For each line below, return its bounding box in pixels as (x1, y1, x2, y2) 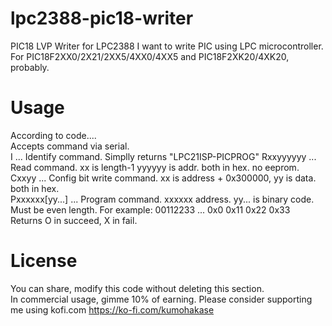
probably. (10, 61, 50, 73)
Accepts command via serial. (10, 140, 130, 152)
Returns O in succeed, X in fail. (10, 214, 138, 226)
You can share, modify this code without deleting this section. (10, 282, 265, 294)
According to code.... (10, 129, 97, 141)
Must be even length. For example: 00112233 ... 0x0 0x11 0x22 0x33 (10, 203, 291, 216)
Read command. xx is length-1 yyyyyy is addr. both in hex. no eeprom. (10, 161, 300, 173)
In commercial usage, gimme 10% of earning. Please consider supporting (10, 293, 313, 305)
